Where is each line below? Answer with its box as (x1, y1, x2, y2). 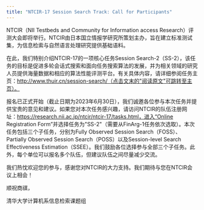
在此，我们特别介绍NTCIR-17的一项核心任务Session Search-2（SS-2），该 (6, 54, 191, 61)
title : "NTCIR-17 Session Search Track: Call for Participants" (6, 8, 172, 15)
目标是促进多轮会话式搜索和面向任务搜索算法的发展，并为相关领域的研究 (16, 62, 198, 69)
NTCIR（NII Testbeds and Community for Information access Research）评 (6, 26, 194, 33)
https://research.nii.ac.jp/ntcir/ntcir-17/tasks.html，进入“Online (17, 113, 174, 120)
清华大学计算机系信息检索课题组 (6, 197, 86, 204)
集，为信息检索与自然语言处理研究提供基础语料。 (6, 41, 129, 49)
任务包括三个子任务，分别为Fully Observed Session (6, 128, 135, 135)
